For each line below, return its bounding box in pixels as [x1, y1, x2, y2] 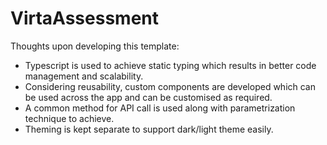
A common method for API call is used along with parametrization [24, 102, 296, 114]
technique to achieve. [24, 112, 115, 124]
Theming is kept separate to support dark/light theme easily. [24, 123, 274, 135]
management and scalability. [24, 70, 144, 82]
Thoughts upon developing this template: [10, 40, 180, 52]
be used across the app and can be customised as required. [24, 91, 273, 103]
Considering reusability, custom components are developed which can [24, 80, 317, 92]
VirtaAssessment [10, 7, 160, 30]
